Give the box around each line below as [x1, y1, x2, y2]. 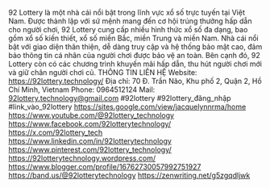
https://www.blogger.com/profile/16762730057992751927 [8, 162, 201, 171]
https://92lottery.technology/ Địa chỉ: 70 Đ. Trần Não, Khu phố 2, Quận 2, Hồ [8, 77, 262, 86]
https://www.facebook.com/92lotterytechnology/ [8, 119, 172, 128]
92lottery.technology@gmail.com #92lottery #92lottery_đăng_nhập [8, 94, 231, 102]
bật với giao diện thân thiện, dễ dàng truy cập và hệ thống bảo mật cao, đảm [8, 42, 263, 52]
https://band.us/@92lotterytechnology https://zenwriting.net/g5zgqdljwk [8, 170, 251, 180]
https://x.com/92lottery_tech [8, 127, 103, 137]
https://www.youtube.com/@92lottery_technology [8, 111, 175, 120]
